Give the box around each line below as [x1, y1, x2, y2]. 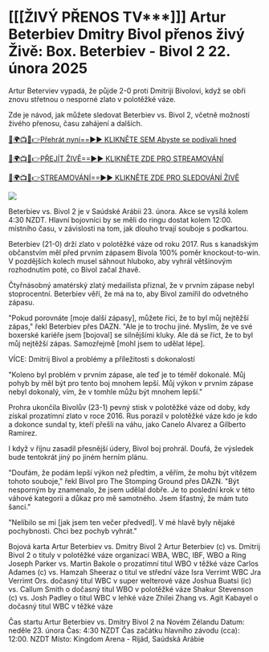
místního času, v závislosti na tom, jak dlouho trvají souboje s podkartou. [8, 223, 249, 233]
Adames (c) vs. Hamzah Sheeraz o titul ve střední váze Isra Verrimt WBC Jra [8, 567, 262, 576]
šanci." [8, 502, 31, 511]
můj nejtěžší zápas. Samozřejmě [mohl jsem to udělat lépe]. [8, 338, 206, 348]
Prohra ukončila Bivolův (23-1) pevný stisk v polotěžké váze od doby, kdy [8, 402, 251, 412]
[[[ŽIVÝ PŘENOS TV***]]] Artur [8, 8, 226, 27]
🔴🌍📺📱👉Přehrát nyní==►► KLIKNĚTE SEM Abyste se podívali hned [8, 134, 237, 144]
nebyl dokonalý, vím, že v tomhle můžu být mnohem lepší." [8, 387, 203, 396]
